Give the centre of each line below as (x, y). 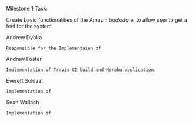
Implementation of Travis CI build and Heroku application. (81, 70)
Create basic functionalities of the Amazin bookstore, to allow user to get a (96, 20)
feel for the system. (30, 26)
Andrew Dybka (24, 37)
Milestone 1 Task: (27, 9)
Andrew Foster (24, 59)
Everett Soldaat (25, 81)
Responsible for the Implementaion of (54, 48)
